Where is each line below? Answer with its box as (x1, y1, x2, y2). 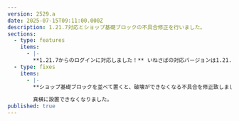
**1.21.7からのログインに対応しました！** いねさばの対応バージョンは (33, 57, 216, 64)
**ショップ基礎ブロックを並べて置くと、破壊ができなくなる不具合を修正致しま (33, 83, 230, 90)
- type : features (14, 37, 65, 44)
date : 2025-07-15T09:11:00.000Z (7, 17, 103, 24)
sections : (7, 30, 37, 38)
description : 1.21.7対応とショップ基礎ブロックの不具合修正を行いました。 (7, 23, 206, 31)
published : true (7, 102, 55, 110)
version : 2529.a (7, 10, 55, 18)
